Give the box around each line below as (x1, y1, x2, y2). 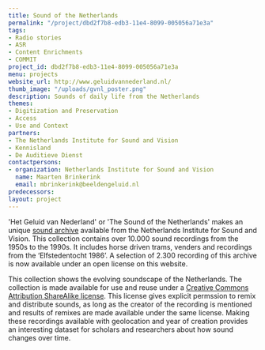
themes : (8, 100, 34, 107)
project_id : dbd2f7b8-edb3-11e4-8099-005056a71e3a (8, 63, 179, 71)
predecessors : (8, 187, 55, 196)
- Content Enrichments (8, 48, 83, 56)
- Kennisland (8, 144, 51, 152)
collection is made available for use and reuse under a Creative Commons (8, 282, 249, 292)
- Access (8, 115, 37, 122)
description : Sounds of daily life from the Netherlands (8, 92, 200, 100)
